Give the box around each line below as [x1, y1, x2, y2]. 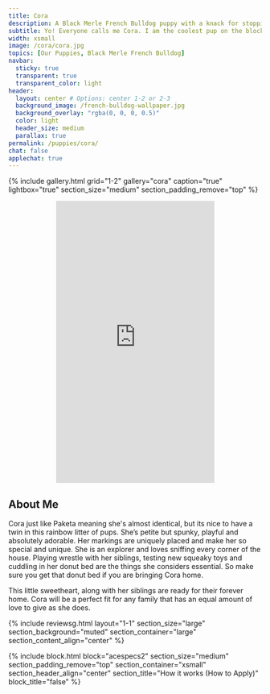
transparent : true [15, 72, 78, 80]
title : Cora [8, 11, 48, 20]
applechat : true [8, 154, 63, 162]
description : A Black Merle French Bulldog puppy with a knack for [8, 19, 239, 27]
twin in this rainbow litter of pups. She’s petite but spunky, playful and [8, 527, 239, 537]
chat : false [8, 147, 48, 155]
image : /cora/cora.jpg [8, 42, 84, 50]
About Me [8, 497, 59, 511]
